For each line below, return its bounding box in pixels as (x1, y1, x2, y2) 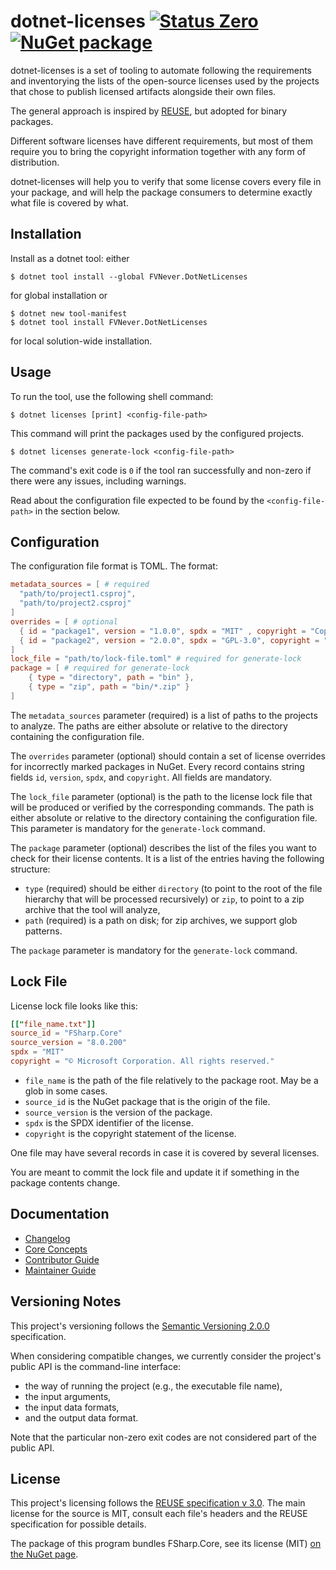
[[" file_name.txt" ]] (10, 1019, 97, 1029)
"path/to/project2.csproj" (19, 598, 132, 609)
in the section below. (34, 505, 121, 517)
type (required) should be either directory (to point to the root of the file (24, 882, 323, 894)
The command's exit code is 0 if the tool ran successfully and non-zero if (10, 464, 312, 476)
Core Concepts (24, 1243, 88, 1255)
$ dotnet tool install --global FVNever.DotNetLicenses (10, 271, 248, 282)
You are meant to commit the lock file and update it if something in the (10, 1166, 300, 1178)
